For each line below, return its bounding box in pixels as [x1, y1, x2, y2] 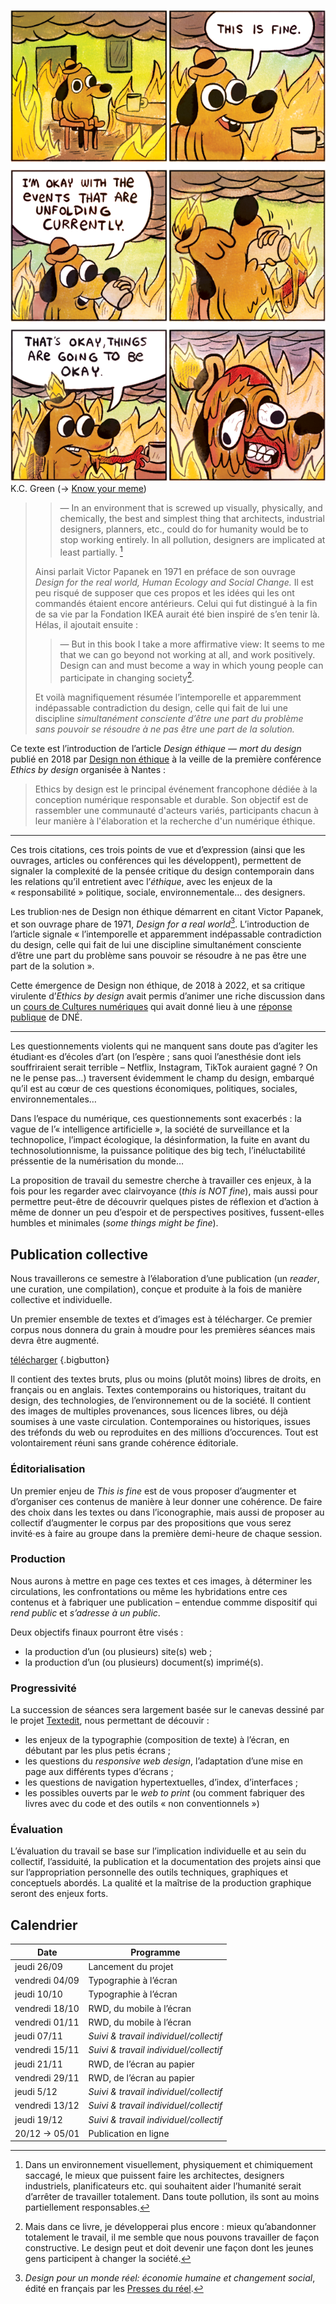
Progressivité [10, 1681, 77, 1695]
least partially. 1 [59, 545, 123, 559]
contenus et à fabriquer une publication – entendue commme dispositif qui [10, 1596, 318, 1608]
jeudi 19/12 [14, 2113, 63, 2125]
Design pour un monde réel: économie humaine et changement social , [24, 2272, 316, 2284]
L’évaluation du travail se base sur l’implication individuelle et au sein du [10, 1845, 307, 1857]
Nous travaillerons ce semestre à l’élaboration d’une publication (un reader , [10, 1273, 320, 1285]
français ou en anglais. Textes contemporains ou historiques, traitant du [10, 1384, 307, 1396]
